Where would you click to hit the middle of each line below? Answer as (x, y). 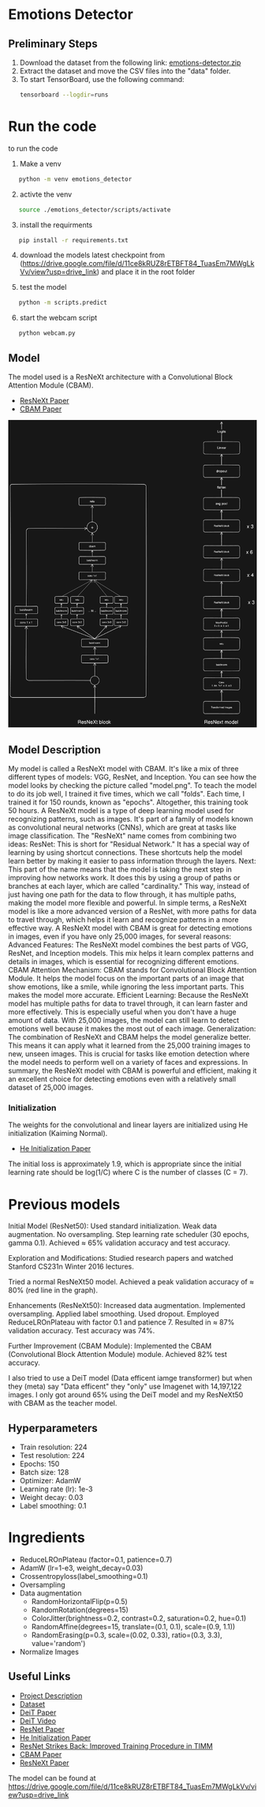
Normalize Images (49, 1652)
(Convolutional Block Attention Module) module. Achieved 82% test (118, 1355)
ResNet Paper (42, 1729)
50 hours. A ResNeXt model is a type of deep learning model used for (121, 811)
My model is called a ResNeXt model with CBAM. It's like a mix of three (123, 769)
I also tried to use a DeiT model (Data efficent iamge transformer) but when (130, 1378)
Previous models (64, 1204)
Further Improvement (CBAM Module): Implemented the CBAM (110, 1346)
